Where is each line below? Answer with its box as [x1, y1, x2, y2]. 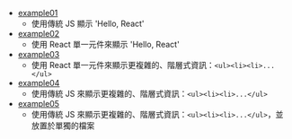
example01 [17, 8, 58, 18]
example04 [17, 78, 60, 88]
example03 [17, 49, 60, 59]
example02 [17, 29, 60, 39]
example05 [17, 99, 60, 109]
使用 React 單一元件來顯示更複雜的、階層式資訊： [31, 60, 216, 70]
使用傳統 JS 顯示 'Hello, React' [31, 18, 146, 29]
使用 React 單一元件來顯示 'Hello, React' [31, 39, 180, 49]
